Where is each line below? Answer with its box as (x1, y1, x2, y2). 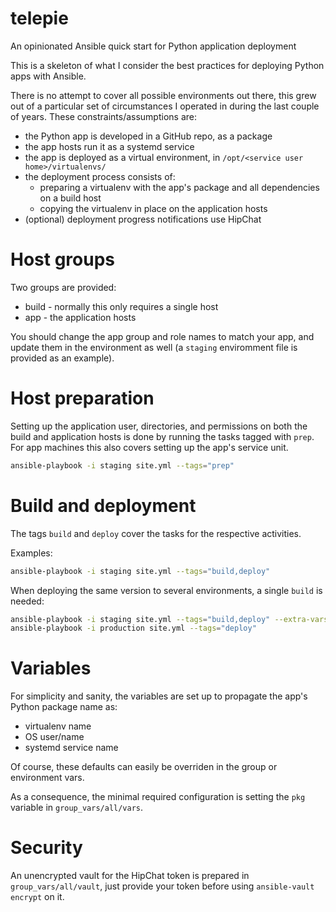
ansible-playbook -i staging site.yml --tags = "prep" (10, 460, 235, 471)
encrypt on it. (10, 891, 65, 903)
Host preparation (10, 387, 155, 410)
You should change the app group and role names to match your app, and (10, 330, 315, 342)
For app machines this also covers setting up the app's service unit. (10, 441, 289, 453)
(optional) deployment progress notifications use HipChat (24, 213, 262, 225)
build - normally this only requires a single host (24, 300, 219, 312)
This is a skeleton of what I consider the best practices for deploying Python (10, 59, 325, 71)
